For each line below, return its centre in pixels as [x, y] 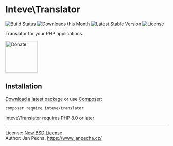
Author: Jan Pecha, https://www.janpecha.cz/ [54, 138]
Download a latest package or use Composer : [54, 99]
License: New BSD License [34, 133]
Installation [24, 87]
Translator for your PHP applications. [45, 33]
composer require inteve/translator [45, 108]
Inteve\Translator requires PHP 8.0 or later [50, 118]
